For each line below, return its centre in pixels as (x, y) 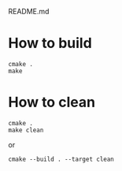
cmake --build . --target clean (61, 159)
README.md (29, 11)
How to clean (52, 102)
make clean (26, 130)
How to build (50, 43)
